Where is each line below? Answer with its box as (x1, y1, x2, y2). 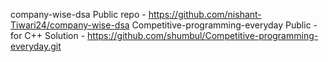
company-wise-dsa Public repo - (10, 9, 147, 20)
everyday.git (10, 40, 62, 52)
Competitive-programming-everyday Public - (131, 19, 318, 31)
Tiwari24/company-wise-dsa (10, 19, 130, 31)
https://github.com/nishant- (148, 9, 262, 20)
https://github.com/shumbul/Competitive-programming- (87, 30, 319, 41)
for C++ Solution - (10, 30, 86, 41)
